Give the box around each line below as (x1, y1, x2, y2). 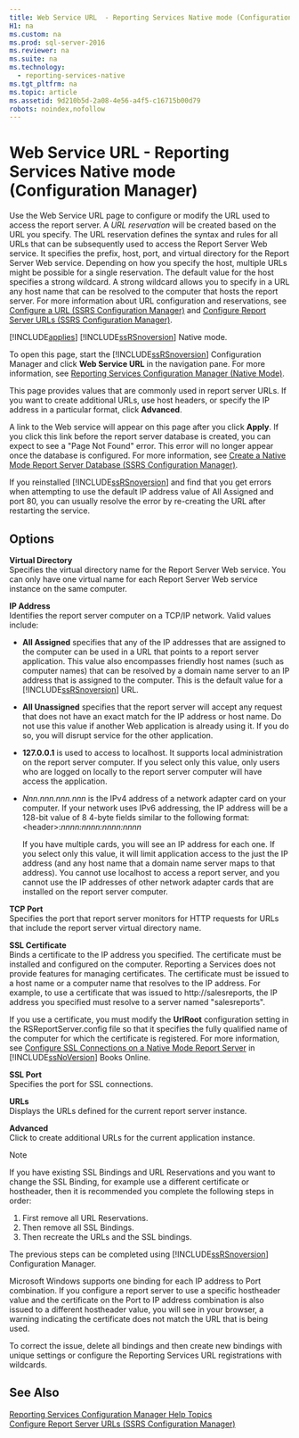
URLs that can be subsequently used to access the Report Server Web (9, 238, 268, 250)
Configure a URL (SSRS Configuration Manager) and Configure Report (9, 305, 267, 316)
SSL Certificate (9, 940, 67, 951)
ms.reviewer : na (9, 46, 69, 55)
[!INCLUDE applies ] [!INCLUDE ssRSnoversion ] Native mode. (9, 332, 228, 343)
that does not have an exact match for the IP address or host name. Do (21, 711, 282, 721)
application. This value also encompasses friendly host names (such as (21, 656, 285, 666)
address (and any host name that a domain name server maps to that (21, 858, 276, 869)
